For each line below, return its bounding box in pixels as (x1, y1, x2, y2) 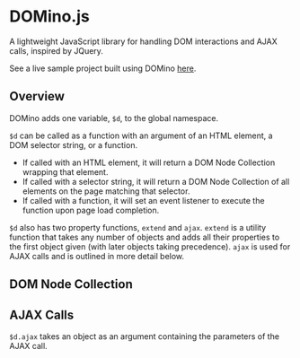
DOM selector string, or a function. (9, 139, 137, 150)
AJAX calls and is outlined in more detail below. (9, 250, 185, 261)
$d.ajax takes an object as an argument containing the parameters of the (9, 330, 280, 342)
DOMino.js (9, 6, 90, 27)
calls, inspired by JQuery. (9, 45, 103, 56)
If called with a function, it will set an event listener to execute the (22, 195, 265, 205)
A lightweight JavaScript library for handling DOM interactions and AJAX (9, 36, 278, 47)
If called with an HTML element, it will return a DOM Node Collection (22, 157, 276, 168)
